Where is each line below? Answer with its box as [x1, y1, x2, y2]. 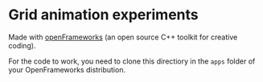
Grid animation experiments [8, 6, 199, 24]
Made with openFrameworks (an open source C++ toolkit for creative [8, 32, 238, 42]
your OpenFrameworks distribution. [8, 64, 126, 74]
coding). [8, 40, 36, 50]
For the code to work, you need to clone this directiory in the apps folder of [8, 56, 256, 66]
